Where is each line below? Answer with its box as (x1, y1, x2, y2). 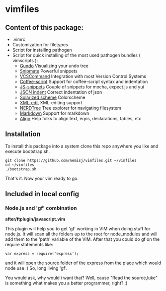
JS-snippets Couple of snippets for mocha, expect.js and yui (19, 84, 144, 90)
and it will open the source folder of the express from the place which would (5, 260, 162, 266)
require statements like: (5, 241, 53, 247)
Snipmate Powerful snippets (19, 68, 78, 74)
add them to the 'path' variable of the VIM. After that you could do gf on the (5, 236, 160, 242)
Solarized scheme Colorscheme (19, 94, 85, 100)
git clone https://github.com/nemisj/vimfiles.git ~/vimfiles (5, 158, 137, 163)
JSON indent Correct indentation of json (19, 89, 102, 95)
